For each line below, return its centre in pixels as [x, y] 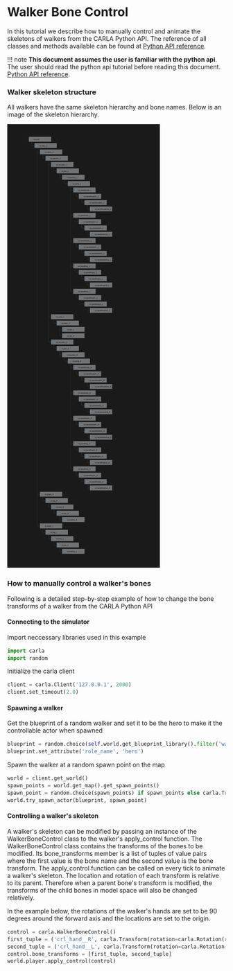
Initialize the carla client [41, 671]
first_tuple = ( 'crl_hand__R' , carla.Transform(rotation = [93, 939]
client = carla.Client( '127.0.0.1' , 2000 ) [69, 685]
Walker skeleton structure [52, 92]
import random [28, 658]
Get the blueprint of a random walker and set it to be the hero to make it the [115, 723]
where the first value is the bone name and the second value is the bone [110, 861]
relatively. [21, 898]
